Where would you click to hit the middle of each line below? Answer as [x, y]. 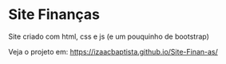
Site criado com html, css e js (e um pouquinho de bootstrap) [109, 36]
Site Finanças [54, 15]
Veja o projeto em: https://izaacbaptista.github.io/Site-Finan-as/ [113, 51]
